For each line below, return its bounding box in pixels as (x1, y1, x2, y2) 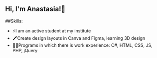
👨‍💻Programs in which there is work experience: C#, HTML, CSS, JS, (12, 42, 153, 48)
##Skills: (5, 18, 23, 24)
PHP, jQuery (12, 47, 38, 53)
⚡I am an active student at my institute (12, 28, 91, 33)
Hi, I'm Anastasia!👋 (5, 5, 66, 13)
